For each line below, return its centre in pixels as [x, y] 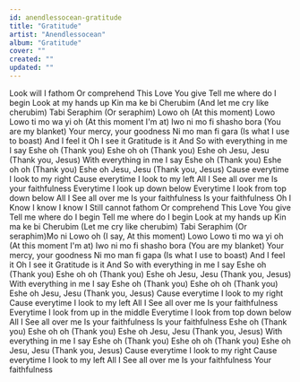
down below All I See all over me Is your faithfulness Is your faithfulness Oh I [150, 197]
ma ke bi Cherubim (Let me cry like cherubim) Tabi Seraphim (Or [129, 226]
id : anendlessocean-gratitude [66, 17]
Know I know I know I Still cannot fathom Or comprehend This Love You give [150, 207]
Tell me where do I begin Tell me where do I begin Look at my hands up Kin [148, 217]
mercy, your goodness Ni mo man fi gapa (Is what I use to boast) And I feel [147, 255]
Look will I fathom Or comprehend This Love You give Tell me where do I [143, 93]
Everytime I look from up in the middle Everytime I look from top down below [150, 312]
